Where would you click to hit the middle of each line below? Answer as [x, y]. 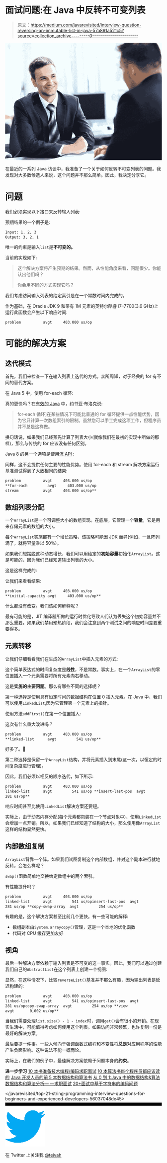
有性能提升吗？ [20, 886]
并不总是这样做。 [35, 427]
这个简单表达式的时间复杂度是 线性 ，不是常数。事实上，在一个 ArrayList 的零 [83, 669]
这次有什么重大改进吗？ [29, 724]
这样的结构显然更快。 [27, 829]
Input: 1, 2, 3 [21, 232]
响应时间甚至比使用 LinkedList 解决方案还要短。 [53, 806]
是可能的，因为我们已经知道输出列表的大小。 [51, 560]
